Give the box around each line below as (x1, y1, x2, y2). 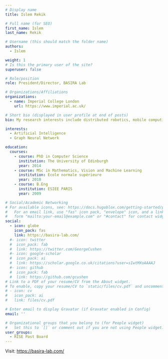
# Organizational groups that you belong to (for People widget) (5, 320, 144, 325)
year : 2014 (18, 163, 41, 168)
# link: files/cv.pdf (5, 298, 55, 303)
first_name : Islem (5, 25, 43, 30)
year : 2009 (18, 191, 41, 196)
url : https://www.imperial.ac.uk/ (14, 103, 86, 108)
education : (5, 144, 28, 150)
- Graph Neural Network (9, 135, 59, 140)
